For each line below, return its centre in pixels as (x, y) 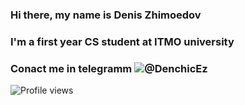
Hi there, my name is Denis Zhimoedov (106, 15)
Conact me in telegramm (71, 68)
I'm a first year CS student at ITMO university (122, 41)
